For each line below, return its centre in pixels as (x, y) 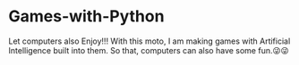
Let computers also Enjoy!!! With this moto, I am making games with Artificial (149, 41)
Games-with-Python (86, 16)
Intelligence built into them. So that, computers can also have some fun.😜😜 (149, 50)
